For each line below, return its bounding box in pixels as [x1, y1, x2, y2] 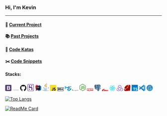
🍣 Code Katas [5, 47, 34, 53]
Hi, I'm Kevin [5, 4, 36, 11]
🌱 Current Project [5, 21, 42, 27]
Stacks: [5, 71, 21, 77]
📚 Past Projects [5, 33, 39, 39]
